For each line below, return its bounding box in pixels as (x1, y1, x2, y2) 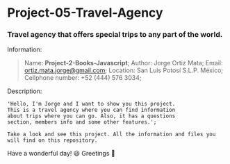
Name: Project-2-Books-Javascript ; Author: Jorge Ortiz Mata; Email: (24, 59, 223, 67)
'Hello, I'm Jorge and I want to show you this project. (7, 101, 176, 108)
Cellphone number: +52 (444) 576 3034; (24, 74, 142, 82)
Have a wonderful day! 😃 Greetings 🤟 (7, 149, 116, 158)
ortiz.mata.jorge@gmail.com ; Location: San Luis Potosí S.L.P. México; (24, 66, 224, 74)
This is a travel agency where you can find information (7, 106, 176, 114)
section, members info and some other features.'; (7, 119, 157, 126)
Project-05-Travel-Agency (7, 5, 163, 21)
